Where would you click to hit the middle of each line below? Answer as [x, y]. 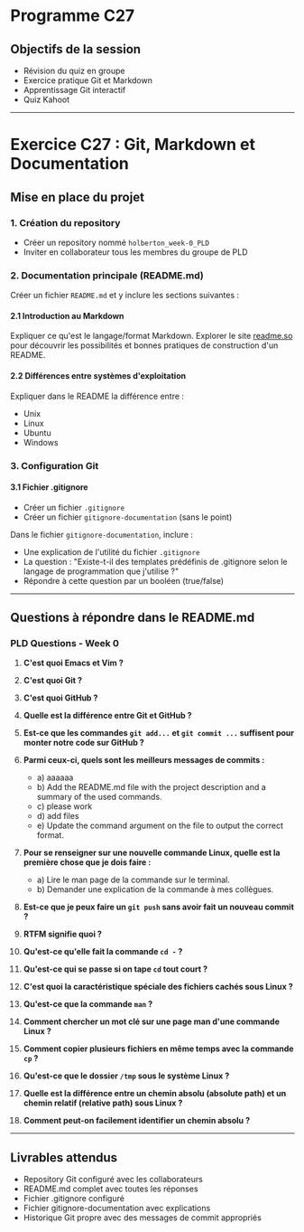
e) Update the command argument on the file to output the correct [160, 826]
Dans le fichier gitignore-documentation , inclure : [101, 534]
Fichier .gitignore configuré [74, 1199]
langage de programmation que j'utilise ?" [101, 571]
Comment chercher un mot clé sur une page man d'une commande [152, 1021]
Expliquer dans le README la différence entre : [97, 396]
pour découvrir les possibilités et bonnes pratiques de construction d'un [144, 345]
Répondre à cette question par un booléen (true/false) [124, 580]
